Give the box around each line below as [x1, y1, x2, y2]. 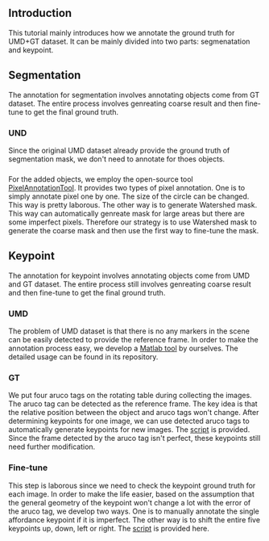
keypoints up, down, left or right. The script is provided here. [8, 523, 209, 533]
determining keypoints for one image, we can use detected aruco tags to [8, 416, 250, 426]
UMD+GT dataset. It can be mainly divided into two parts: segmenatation [8, 36, 250, 46]
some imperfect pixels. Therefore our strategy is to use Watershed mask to [8, 217, 258, 227]
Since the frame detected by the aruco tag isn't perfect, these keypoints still [8, 434, 261, 443]
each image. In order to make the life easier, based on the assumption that [8, 489, 255, 499]
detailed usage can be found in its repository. [8, 351, 159, 362]
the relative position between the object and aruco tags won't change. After [8, 408, 259, 417]
